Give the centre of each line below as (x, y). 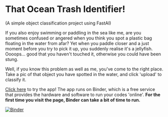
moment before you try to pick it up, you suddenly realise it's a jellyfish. (79, 48)
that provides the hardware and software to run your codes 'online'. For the (83, 94)
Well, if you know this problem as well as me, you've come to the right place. (84, 69)
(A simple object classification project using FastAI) (58, 23)
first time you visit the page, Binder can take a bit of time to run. (73, 100)
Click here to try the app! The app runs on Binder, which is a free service (80, 89)
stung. (12, 59)
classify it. (16, 79)
